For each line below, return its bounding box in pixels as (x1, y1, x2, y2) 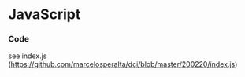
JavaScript (8, 5, 81, 24)
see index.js (8, 51, 47, 60)
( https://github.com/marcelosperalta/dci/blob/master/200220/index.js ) (8, 60, 238, 69)
